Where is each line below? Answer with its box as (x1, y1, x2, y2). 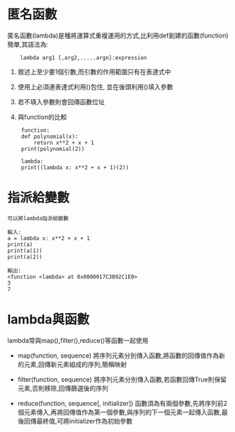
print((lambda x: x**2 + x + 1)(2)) (21, 164, 130, 171)
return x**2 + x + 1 (33, 139, 94, 146)
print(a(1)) (7, 247, 42, 254)
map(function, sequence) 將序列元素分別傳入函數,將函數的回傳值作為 (17, 351, 219, 360)
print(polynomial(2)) (21, 145, 85, 152)
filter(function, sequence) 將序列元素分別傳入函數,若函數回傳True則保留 (17, 375, 227, 383)
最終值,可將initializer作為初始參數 (36, 416, 133, 425)
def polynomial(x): (21, 132, 79, 140)
